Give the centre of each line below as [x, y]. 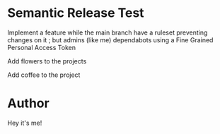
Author [28, 103]
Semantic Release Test [76, 13]
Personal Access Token [42, 47]
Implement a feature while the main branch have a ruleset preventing [108, 32]
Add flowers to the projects [47, 61]
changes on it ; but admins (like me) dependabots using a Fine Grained [110, 39]
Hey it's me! [25, 123]
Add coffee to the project [44, 75]
